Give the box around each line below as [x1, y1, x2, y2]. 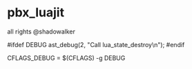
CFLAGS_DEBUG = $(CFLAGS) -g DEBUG [7, 53, 126, 62]
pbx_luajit [7, 5, 64, 20]
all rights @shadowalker [7, 27, 76, 36]
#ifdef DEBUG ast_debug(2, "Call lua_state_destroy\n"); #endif [7, 40, 185, 49]
